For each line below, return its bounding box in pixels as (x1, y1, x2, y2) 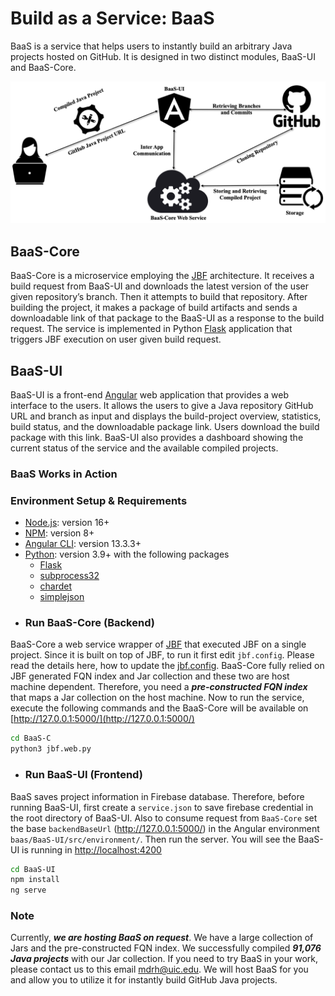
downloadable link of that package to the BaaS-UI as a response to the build (10, 312, 325, 324)
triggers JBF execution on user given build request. (10, 333, 222, 346)
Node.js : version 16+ (24, 517, 110, 529)
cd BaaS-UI (10, 864, 56, 874)
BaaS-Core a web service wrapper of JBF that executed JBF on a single (10, 638, 307, 651)
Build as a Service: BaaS (10, 7, 215, 30)
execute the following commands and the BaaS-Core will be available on (10, 702, 309, 714)
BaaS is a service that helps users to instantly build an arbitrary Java (10, 40, 293, 52)
